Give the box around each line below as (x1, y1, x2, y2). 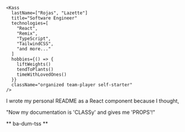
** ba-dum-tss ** (6, 120, 48, 127)
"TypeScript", (16, 36, 51, 42)
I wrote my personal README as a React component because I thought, (6, 97, 179, 104)
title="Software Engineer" (11, 15, 78, 21)
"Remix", (16, 31, 38, 36)
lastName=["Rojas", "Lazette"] (11, 10, 88, 16)
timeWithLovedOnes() (16, 72, 67, 77)
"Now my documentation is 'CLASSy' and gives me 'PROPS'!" (6, 109, 156, 116)
